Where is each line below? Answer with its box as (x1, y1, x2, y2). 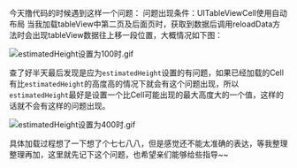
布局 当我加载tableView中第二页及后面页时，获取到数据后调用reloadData (9, 19, 273, 29)
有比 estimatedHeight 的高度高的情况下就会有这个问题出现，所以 (9, 79, 240, 88)
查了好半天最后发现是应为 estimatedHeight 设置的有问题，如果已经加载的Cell (9, 67, 285, 78)
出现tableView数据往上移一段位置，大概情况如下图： (32, 30, 224, 40)
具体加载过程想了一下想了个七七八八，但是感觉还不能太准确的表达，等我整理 (9, 138, 288, 149)
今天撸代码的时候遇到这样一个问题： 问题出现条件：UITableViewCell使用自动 (9, 8, 287, 18)
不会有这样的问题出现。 (24, 101, 110, 111)
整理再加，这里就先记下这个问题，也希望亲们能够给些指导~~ (9, 149, 229, 159)
